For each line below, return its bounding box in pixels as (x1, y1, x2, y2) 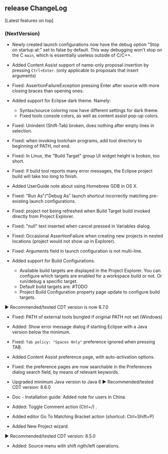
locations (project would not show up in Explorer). (12, 238, 116, 244)
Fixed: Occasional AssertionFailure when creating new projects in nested (12, 233, 163, 239)
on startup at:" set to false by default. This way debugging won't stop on (12, 47, 162, 53)
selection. (12, 128, 33, 134)
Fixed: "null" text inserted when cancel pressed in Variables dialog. (12, 223, 151, 229)
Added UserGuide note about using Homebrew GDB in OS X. (12, 183, 138, 189)
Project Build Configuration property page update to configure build (19, 289, 160, 295)
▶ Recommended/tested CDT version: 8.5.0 (5, 433, 96, 439)
